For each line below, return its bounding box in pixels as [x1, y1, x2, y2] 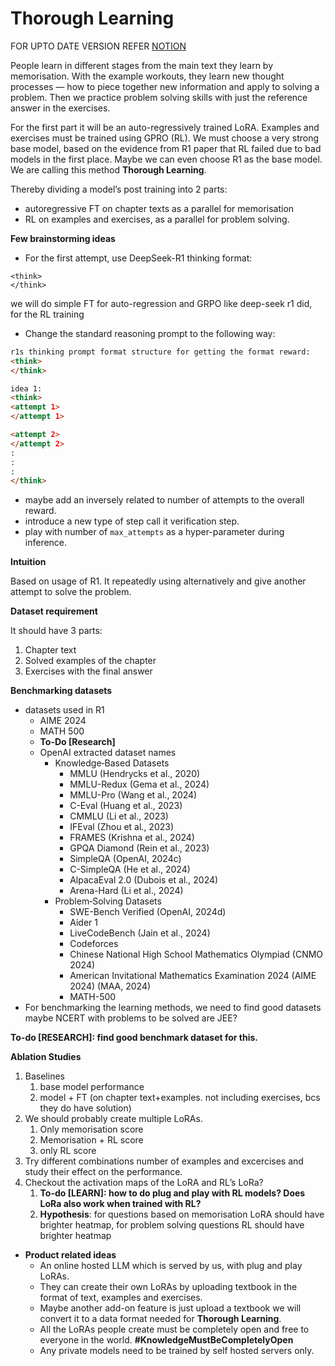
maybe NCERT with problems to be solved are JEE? [24, 1012, 238, 1024]
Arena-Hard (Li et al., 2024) [69, 885, 184, 897]
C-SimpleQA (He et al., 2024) [69, 863, 191, 876]
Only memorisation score [39, 1123, 144, 1136]
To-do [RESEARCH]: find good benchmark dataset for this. [10, 1032, 259, 1044]
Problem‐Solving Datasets [54, 895, 162, 907]
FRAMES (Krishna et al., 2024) [69, 832, 195, 844]
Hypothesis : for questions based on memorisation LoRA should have [39, 1208, 325, 1221]
